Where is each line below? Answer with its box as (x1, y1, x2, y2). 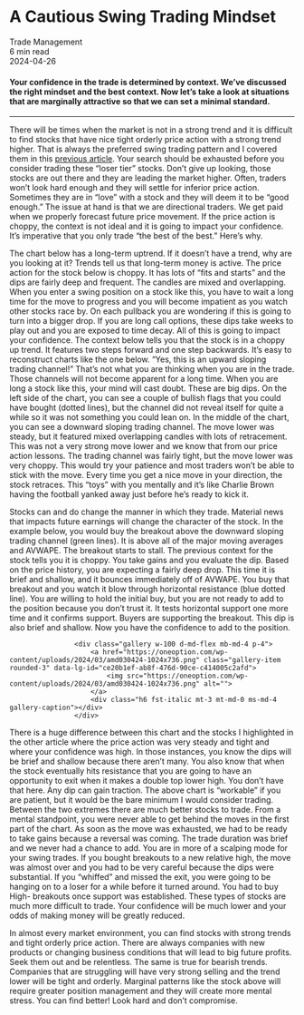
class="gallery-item (203, 656, 281, 665)
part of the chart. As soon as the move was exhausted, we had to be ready (9, 824, 288, 834)
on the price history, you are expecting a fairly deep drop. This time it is (9, 564, 276, 575)
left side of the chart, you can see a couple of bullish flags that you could (9, 393, 282, 404)
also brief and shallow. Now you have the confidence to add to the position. (9, 622, 291, 633)
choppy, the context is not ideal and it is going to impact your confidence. (9, 220, 284, 232)
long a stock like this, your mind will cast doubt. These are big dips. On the (9, 383, 288, 394)
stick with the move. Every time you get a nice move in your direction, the (9, 470, 283, 481)
